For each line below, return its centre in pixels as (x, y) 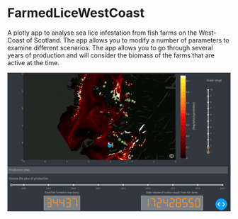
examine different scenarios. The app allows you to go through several (110, 47)
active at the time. (34, 62)
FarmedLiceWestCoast (76, 13)
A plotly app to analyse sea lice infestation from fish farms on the (102, 33)
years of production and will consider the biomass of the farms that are (111, 55)
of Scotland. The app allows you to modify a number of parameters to (127, 40)
